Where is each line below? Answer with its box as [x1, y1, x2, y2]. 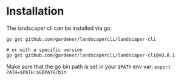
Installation [6, 4, 64, 18]
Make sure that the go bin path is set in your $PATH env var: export [6, 63, 171, 70]
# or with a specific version [6, 47, 83, 53]
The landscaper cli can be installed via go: [6, 24, 112, 32]
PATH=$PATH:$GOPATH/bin [6, 69, 67, 76]
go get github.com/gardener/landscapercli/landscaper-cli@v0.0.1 [6, 52, 175, 58]
